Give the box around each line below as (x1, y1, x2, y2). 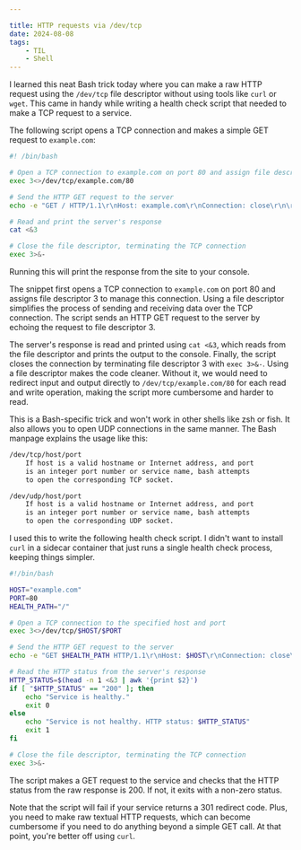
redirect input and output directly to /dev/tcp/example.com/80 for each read (9, 378, 287, 388)
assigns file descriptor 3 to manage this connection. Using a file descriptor (9, 294, 285, 303)
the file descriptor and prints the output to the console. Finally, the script (9, 349, 277, 359)
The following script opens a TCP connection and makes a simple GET (9, 125, 269, 136)
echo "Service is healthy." (25, 692, 130, 701)
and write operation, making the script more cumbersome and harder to (9, 387, 274, 398)
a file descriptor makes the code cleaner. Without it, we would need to (9, 368, 268, 378)
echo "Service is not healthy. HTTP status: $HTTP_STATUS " (25, 717, 251, 727)
